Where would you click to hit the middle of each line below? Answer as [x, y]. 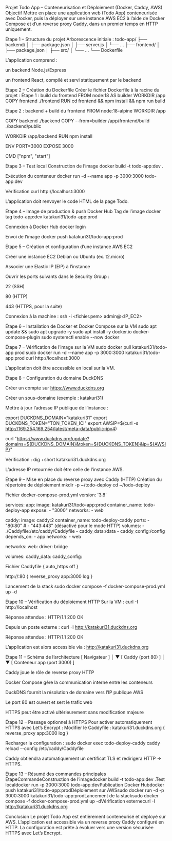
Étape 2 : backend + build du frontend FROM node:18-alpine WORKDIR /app [85, 111]
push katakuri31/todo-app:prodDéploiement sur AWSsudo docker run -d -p [85, 790]
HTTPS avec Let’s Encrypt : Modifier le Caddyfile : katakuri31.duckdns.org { [85, 727]
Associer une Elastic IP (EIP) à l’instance [48, 266]
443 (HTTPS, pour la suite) [34, 306]
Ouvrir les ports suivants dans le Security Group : [57, 276]
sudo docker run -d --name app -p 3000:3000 [75, 352]
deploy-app [17, 510]
